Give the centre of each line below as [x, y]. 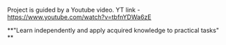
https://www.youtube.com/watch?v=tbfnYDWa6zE [79, 17]
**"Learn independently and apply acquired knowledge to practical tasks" [113, 30]
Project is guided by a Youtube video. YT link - [74, 10]
